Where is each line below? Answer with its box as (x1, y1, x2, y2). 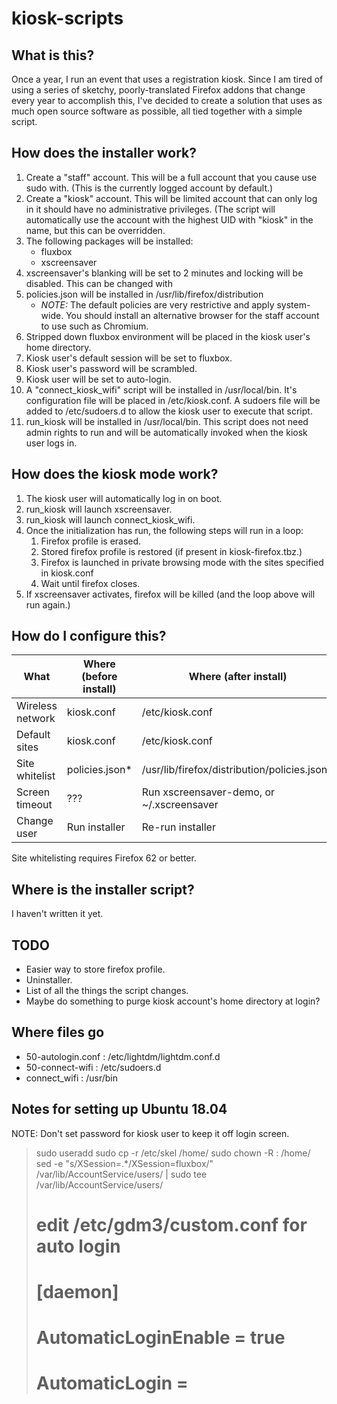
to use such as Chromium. (40, 320, 149, 332)
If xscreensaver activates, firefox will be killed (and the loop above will (25, 588, 316, 600)
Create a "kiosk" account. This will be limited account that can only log (25, 192, 318, 204)
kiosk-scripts (11, 7, 124, 30)
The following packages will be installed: (25, 235, 194, 247)
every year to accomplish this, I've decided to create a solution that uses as (11, 95, 323, 106)
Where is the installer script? (11, 881, 195, 898)
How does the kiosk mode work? (11, 466, 219, 483)
